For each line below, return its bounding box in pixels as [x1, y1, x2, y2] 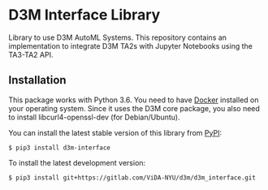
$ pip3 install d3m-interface [8, 144, 111, 152]
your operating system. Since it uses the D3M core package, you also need [8, 103, 260, 113]
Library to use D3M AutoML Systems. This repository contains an [8, 32, 227, 42]
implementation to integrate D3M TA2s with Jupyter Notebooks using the [8, 41, 253, 50]
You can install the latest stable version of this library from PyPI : [8, 127, 222, 137]
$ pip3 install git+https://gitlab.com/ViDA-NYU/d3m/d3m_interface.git [8, 173, 256, 182]
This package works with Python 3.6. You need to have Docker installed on [8, 95, 259, 105]
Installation [8, 73, 67, 87]
